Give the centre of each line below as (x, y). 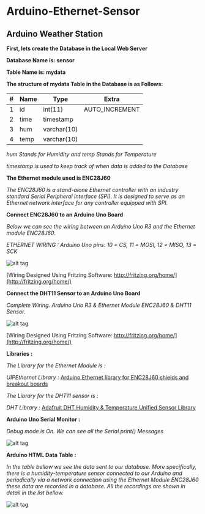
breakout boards (27, 384)
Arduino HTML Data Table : (41, 455)
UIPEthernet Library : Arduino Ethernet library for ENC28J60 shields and (98, 377)
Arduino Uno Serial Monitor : (43, 419)
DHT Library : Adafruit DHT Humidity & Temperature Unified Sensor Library (101, 407)
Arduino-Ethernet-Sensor (73, 11)
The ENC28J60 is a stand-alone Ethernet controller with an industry (92, 190)
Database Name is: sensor (41, 60)
